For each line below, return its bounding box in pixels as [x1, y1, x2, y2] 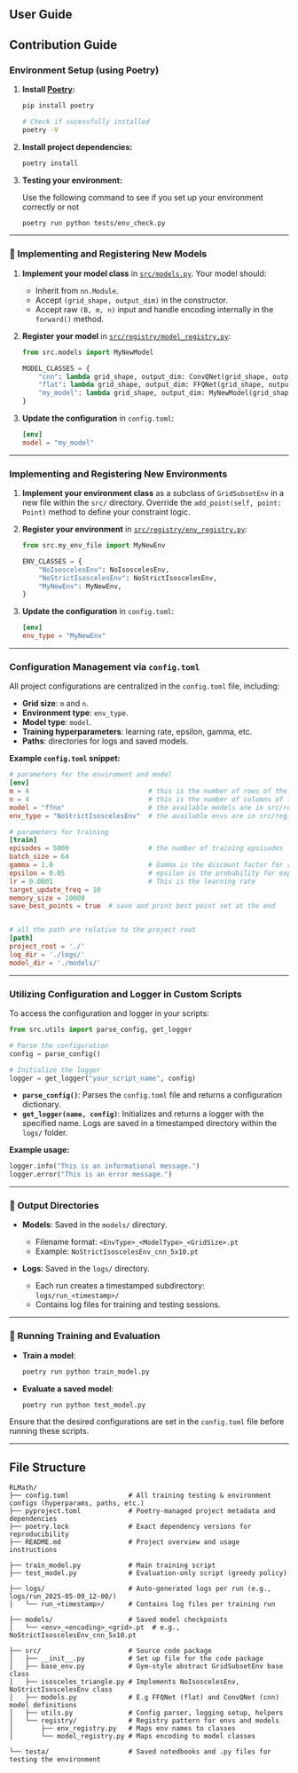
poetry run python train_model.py [21, 1367, 150, 1376]
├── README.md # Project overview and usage [9, 1538, 240, 1547]
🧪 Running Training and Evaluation [9, 1330, 161, 1343]
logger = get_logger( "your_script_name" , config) [9, 1074, 197, 1083]
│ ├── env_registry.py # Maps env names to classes [9, 1724, 237, 1733]
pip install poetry [21, 101, 95, 110]
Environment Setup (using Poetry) [9, 64, 160, 76]
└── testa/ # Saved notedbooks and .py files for [9, 1747, 272, 1756]
